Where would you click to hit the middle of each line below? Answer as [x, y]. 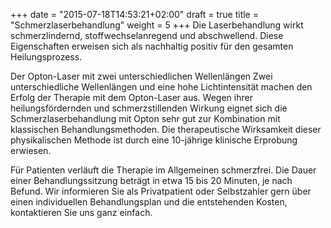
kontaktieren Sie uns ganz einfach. [81, 212]
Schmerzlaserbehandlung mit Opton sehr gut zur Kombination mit [145, 118]
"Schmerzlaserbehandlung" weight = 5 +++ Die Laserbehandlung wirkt [157, 25]
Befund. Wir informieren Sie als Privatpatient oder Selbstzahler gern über [161, 191]
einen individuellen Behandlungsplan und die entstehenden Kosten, [149, 202]
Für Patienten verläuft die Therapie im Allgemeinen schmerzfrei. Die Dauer [163, 170]
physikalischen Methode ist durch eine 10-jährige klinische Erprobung [154, 140]
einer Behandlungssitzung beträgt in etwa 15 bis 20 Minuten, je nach [151, 180]
